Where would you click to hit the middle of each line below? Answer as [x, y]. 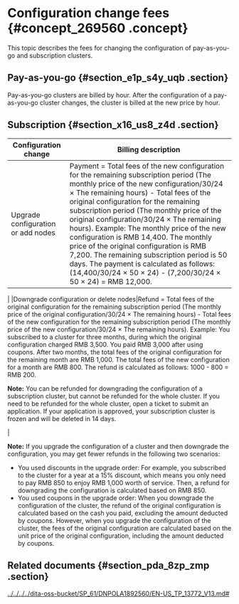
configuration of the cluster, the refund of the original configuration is [119, 505]
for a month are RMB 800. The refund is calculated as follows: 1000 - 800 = [118, 367]
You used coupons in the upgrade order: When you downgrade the [116, 498]
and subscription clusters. [55, 55]
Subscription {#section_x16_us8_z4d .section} [113, 125]
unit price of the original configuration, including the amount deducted [121, 536]
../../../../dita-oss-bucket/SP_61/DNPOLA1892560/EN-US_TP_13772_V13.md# [118, 594]
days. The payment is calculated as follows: [142, 263]
